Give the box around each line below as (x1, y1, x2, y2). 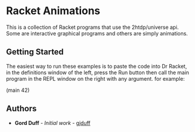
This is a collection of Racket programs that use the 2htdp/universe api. (6, 24, 179, 31)
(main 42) (6, 87, 30, 94)
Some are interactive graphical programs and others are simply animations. (6, 29, 188, 37)
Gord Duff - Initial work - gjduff (14, 119, 91, 126)
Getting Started (6, 47, 64, 57)
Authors (6, 104, 37, 114)
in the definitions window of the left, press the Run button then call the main (6, 69, 190, 76)
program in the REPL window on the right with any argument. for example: (6, 75, 185, 82)
